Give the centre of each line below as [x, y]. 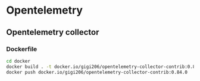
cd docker [18, 61]
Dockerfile [22, 49]
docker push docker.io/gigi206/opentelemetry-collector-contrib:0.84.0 [97, 72]
